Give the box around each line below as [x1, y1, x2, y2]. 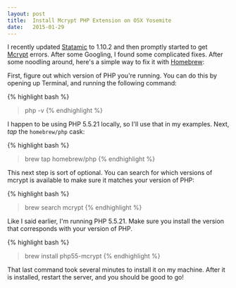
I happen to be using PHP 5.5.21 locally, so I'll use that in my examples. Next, [7, 120, 230, 128]
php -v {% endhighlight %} [24, 107, 104, 115]
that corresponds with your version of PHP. [7, 224, 132, 233]
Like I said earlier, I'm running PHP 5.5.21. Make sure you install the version [7, 217, 224, 226]
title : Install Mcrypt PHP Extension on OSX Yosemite [7, 17, 172, 24]
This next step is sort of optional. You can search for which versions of [7, 169, 213, 177]
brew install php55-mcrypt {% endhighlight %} [24, 252, 161, 260]
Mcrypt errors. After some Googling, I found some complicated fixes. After [7, 50, 223, 59]
